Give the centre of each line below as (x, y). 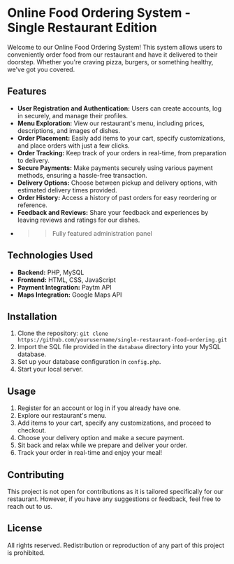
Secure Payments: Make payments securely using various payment (115, 168)
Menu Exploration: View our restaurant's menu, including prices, (111, 123)
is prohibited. (26, 552)
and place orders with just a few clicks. (74, 146)
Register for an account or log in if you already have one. (99, 408)
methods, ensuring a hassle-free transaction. (82, 175)
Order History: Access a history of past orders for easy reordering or (117, 197)
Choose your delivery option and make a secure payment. (101, 438)
